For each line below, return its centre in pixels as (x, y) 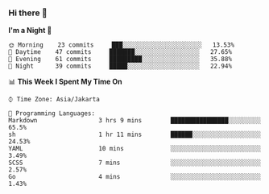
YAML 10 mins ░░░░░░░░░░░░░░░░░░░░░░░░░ (135, 149)
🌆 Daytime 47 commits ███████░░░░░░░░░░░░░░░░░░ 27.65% (120, 52)
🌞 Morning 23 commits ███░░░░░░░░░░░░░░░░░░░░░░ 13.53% (122, 45)
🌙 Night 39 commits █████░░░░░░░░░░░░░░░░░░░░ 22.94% (120, 66)
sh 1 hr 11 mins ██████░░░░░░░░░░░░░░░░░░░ (135, 135)
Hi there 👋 (28, 13)
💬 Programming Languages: (52, 114)
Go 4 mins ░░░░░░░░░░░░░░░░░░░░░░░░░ (135, 177)
